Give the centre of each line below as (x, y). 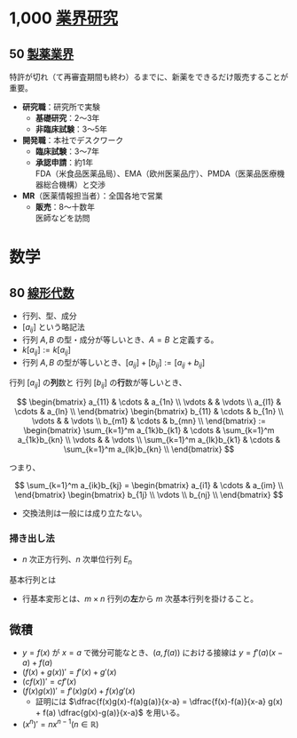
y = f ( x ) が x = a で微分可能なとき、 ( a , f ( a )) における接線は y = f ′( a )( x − (152, 653)
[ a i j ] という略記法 (54, 328)
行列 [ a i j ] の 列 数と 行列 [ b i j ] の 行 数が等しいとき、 (98, 384)
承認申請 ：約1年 (64, 162)
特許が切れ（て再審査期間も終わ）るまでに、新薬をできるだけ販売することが (149, 77)
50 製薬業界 (42, 54)
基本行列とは (32, 580)
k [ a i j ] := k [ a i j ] (46, 350)
